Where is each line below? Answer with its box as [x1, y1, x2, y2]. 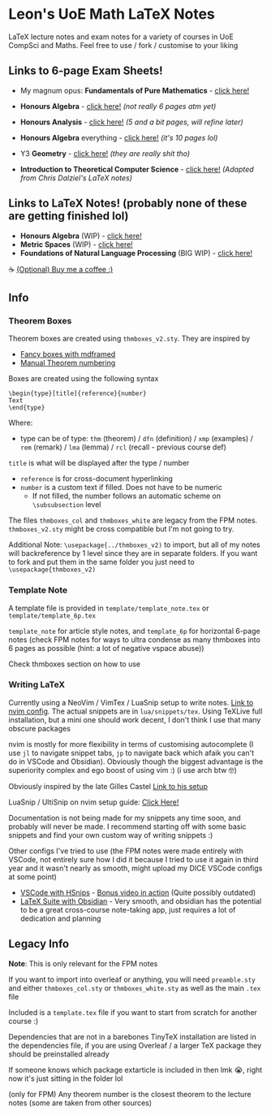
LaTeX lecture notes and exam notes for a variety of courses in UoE [8, 32, 234, 41]
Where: [8, 418, 33, 427]
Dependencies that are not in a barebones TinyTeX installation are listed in [8, 1031, 257, 1041]
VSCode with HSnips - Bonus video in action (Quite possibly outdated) [19, 887, 256, 897]
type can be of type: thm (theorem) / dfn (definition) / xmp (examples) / [19, 434, 254, 444]
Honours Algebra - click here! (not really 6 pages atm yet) [19, 101, 217, 111]
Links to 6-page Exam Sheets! [8, 64, 164, 78]
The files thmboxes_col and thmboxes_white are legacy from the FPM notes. [8, 515, 258, 525]
